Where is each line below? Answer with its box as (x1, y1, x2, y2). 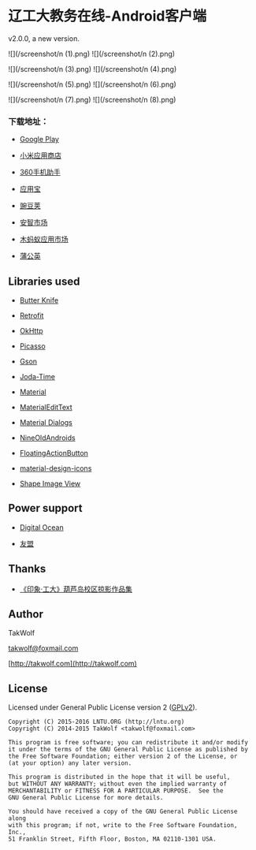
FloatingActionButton (19, 449, 89, 458)
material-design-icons (19, 464, 92, 473)
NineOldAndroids (19, 433, 76, 442)
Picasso (19, 341, 46, 351)
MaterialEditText (19, 403, 72, 412)
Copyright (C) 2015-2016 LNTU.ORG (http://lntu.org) (8, 718, 185, 726)
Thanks (8, 562, 46, 576)
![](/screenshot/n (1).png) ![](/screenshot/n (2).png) (8, 49, 176, 58)
